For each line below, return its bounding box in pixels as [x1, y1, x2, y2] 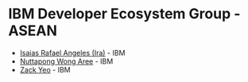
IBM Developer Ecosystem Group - [8, 5, 241, 23]
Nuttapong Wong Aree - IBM [19, 57, 114, 66]
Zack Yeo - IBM [19, 64, 71, 74]
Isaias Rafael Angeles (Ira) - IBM [19, 48, 126, 57]
